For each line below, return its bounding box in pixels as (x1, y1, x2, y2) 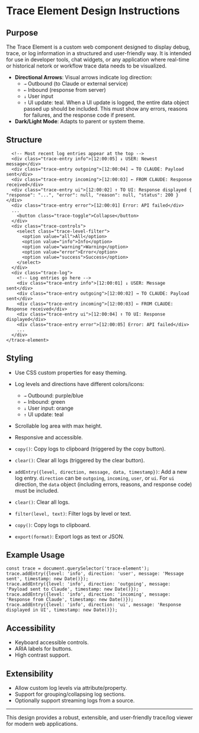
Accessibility (6, 623, 56, 633)
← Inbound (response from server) (23, 86, 107, 93)
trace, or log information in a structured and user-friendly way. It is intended (6, 50, 191, 57)
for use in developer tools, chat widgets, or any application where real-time (6, 56, 190, 63)
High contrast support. (14, 651, 70, 658)
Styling (6, 353, 34, 364)
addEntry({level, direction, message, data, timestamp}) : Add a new (14, 468, 188, 475)
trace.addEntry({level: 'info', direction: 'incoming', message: (6, 591, 171, 597)
